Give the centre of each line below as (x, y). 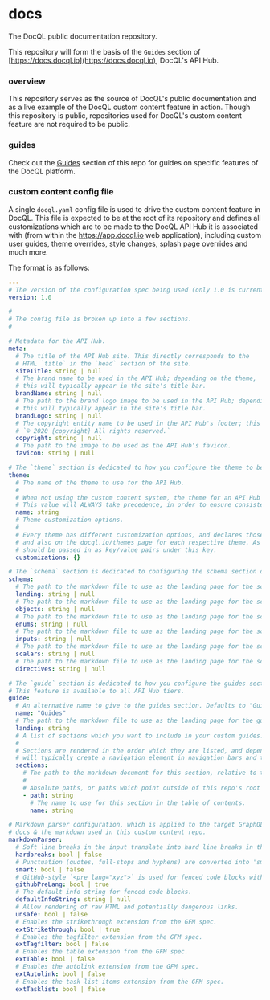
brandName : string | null (59, 394)
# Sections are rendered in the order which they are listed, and (129, 751)
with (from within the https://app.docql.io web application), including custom (135, 235)
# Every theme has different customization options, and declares (129, 535)
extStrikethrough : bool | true (68, 929)
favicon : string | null (55, 453)
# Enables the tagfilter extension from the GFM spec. (109, 937)
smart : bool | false (50, 869)
